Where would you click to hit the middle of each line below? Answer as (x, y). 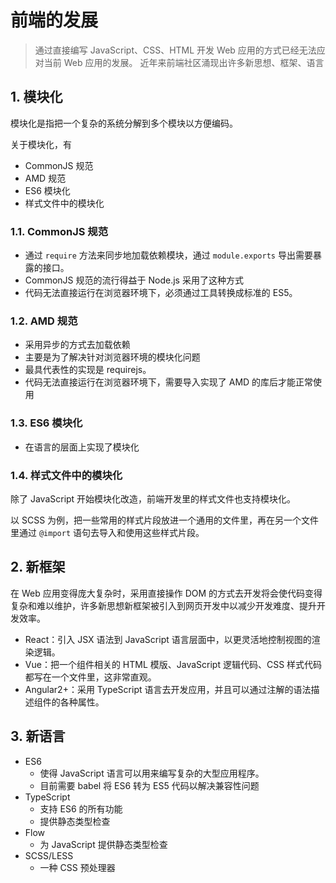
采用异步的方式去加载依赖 (77, 345)
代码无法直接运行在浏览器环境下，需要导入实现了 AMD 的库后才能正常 (169, 382)
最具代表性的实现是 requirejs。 (88, 370)
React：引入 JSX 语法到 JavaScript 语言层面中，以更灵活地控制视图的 (168, 639)
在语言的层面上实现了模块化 (82, 447)
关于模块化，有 (41, 144)
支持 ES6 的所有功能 (81, 808)
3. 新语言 (38, 736)
